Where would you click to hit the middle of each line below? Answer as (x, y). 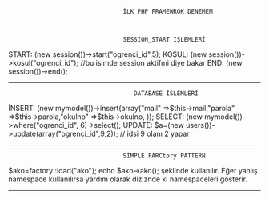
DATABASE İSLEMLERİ (166, 94)
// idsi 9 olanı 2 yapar (155, 133)
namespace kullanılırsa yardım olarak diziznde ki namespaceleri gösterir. (128, 179)
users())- (200, 125)
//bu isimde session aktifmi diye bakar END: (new (161, 63)
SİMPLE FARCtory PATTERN (164, 156)
